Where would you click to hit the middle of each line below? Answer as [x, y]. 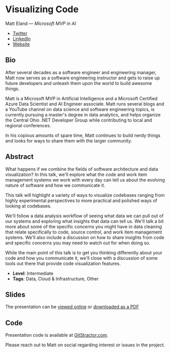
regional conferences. [28, 125]
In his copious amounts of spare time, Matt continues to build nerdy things [83, 135]
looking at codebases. [28, 206]
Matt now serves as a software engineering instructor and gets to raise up [82, 78]
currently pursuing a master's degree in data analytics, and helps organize [83, 114]
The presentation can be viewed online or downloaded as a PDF [72, 307]
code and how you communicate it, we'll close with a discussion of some [81, 258]
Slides [15, 294]
